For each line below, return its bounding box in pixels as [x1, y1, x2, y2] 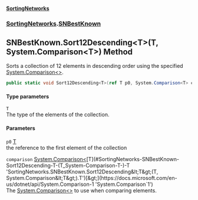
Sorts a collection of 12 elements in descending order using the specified [6, 63, 184, 70]
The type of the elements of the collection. [6, 111, 110, 118]
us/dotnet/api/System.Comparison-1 [6, 181, 94, 188]
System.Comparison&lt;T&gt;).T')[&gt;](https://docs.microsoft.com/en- [6, 174, 178, 181]
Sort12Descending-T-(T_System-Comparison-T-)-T [6, 162, 130, 169]
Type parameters [6, 93, 49, 100]
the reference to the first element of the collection [6, 144, 127, 151]
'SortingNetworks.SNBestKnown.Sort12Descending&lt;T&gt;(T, [6, 168, 159, 175]
